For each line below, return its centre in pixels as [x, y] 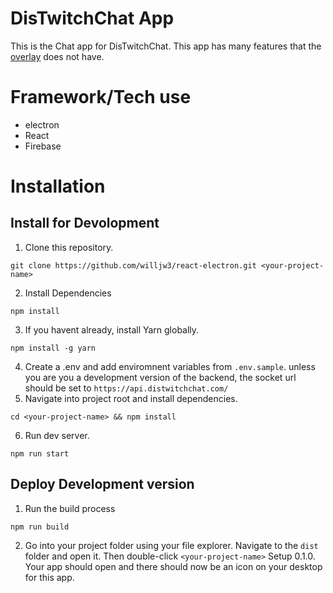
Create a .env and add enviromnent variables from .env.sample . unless [170, 366]
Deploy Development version [102, 484]
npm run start [40, 453]
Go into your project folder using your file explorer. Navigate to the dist [171, 545]
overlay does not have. [57, 56]
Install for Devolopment [85, 223]
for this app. [49, 577]
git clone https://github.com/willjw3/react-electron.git [133, 265]
